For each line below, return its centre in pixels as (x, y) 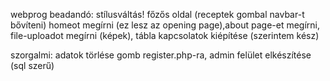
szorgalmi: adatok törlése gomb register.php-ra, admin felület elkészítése (161, 55)
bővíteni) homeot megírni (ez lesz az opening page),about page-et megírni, (165, 25)
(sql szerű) (32, 65)
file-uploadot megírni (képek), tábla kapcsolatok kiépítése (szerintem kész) (165, 35)
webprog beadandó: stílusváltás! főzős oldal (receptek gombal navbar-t (157, 14)
